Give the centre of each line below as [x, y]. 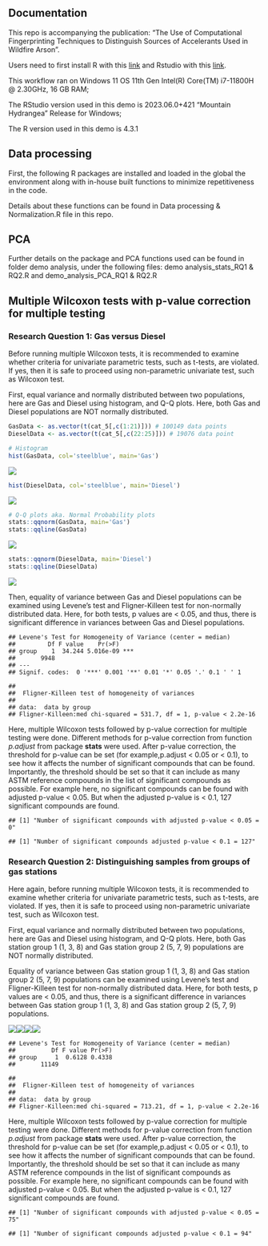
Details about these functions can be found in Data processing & [114, 206]
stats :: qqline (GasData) [48, 530]
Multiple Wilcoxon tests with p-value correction [130, 301]
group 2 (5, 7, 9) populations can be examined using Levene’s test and [124, 980]
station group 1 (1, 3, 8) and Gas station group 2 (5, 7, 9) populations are [126, 947]
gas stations [33, 871]
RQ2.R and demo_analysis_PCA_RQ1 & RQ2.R [83, 276]
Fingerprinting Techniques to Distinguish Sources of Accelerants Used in [128, 41]
